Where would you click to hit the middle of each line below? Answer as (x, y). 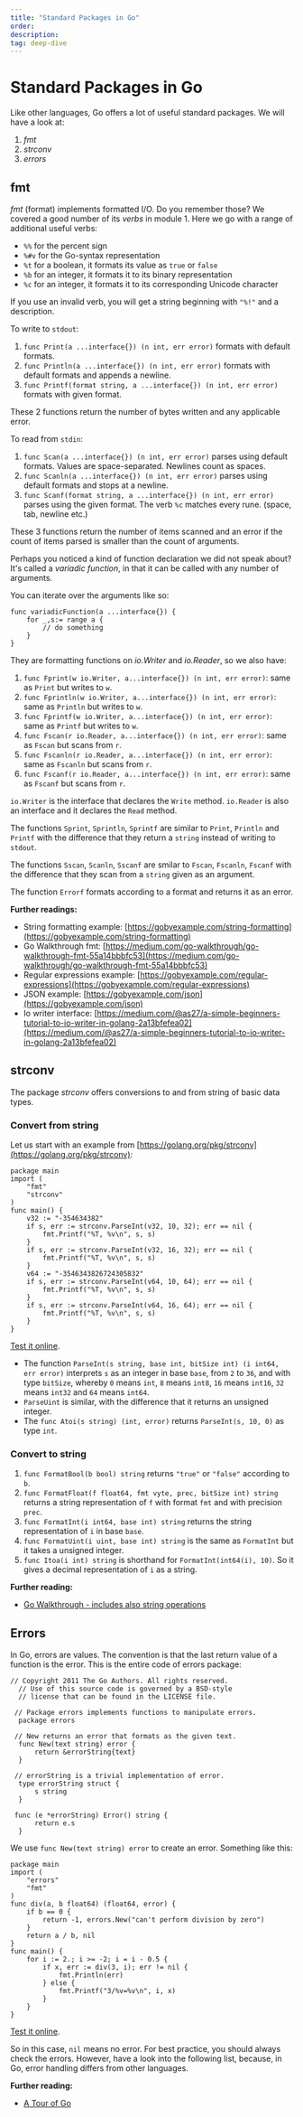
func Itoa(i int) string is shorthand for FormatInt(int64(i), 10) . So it (158, 1560)
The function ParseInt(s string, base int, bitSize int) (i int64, (151, 1363)
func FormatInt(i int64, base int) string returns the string (137, 1522)
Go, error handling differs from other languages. (99, 2068)
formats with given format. (73, 394)
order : (23, 26)
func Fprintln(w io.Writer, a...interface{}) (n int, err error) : (150, 697)
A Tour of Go (47, 2103)
